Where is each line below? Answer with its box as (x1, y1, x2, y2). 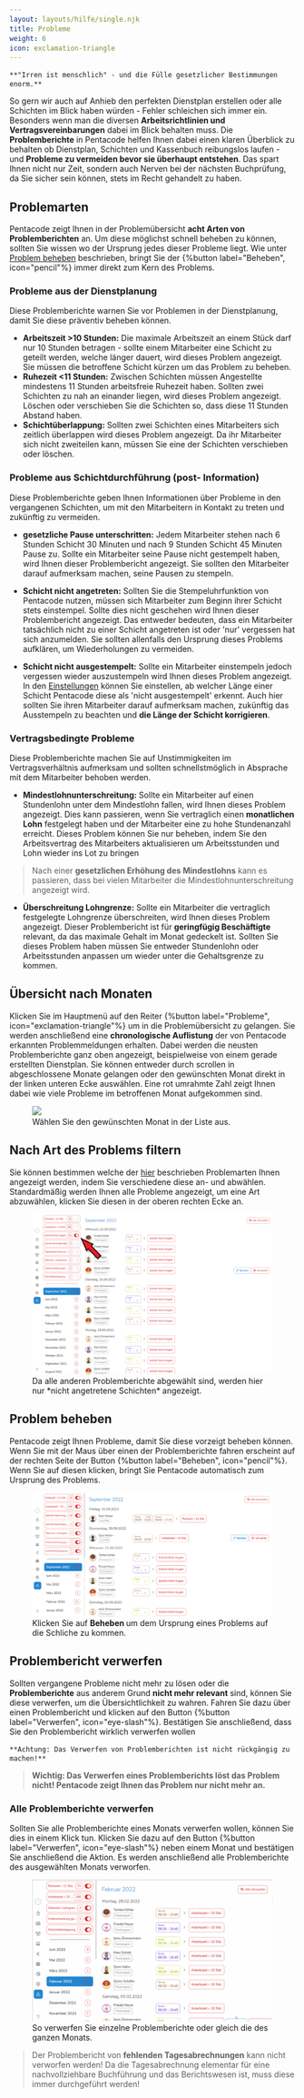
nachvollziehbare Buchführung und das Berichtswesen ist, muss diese (31, 2069, 295, 2080)
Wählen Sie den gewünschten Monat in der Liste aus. (32, 1116, 231, 1127)
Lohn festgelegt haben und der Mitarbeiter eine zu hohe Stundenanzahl (22, 818, 291, 829)
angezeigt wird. (31, 884, 91, 895)
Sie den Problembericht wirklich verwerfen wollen (9, 1726, 196, 1737)
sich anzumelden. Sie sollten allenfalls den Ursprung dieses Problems (22, 633, 283, 645)
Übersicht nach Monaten (9, 987, 152, 1002)
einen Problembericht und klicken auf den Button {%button (9, 1706, 230, 1718)
